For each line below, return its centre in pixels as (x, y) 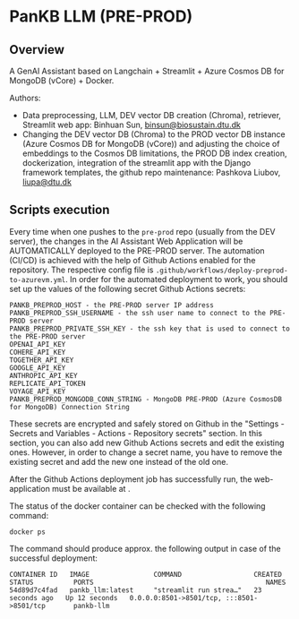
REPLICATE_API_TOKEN (48, 383)
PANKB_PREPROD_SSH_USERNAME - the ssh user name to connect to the (138, 313)
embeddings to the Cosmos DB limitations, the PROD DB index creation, (154, 153)
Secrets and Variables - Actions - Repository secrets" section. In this (136, 433)
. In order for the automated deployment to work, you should (177, 279)
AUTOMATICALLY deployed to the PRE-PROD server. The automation (137, 250)
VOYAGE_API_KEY (38, 391)
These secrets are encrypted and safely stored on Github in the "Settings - (147, 424)
